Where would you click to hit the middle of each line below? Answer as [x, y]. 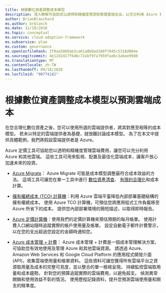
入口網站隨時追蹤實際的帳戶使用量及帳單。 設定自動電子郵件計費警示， [89, 225]
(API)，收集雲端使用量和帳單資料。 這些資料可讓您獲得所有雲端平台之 [83, 260]
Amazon [21, 254]
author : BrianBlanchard [30, 19]
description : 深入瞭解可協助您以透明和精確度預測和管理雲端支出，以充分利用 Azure [81, 14]
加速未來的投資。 [22, 163]
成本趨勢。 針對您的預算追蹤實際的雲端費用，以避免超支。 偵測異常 [89, 273]
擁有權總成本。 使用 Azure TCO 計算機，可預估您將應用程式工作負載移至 [86, 202]
